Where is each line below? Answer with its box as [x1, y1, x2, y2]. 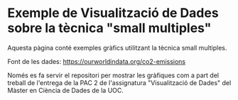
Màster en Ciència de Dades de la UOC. [7, 86, 124, 94]
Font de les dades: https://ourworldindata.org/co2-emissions [7, 57, 186, 65]
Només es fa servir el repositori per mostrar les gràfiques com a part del [7, 71, 219, 79]
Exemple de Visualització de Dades [7, 5, 219, 21]
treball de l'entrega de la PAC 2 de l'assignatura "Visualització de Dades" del [7, 78, 232, 87]
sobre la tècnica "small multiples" [7, 20, 212, 36]
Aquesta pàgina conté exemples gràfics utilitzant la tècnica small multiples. [7, 43, 227, 52]
